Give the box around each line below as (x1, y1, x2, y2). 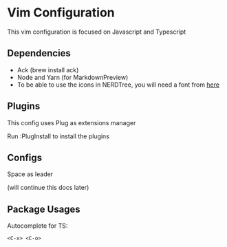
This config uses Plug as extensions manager (7, 118, 136, 127)
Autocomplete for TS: (7, 222, 68, 230)
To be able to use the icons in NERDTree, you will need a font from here (17, 80, 220, 89)
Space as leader (7, 170, 54, 178)
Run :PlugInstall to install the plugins (7, 132, 110, 140)
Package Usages (7, 203, 80, 215)
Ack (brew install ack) (17, 65, 79, 74)
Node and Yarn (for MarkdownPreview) (17, 73, 129, 81)
